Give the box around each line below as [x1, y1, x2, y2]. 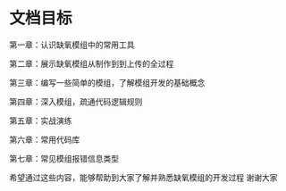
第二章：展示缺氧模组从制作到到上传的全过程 [9, 58, 174, 69]
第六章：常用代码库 [9, 134, 80, 145]
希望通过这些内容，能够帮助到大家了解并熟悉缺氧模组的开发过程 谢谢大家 [9, 171, 278, 183]
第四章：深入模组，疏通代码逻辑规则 [9, 95, 143, 107]
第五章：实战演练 [9, 115, 72, 126]
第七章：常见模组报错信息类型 [9, 153, 119, 163]
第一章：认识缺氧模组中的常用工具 [9, 39, 135, 50]
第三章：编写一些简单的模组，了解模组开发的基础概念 [9, 77, 206, 87]
